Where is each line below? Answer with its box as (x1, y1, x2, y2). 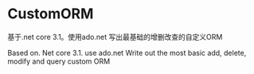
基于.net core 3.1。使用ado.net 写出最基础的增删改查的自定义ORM (7, 32, 223, 41)
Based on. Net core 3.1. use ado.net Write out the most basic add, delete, (7, 48, 247, 57)
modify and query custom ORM (7, 56, 111, 66)
